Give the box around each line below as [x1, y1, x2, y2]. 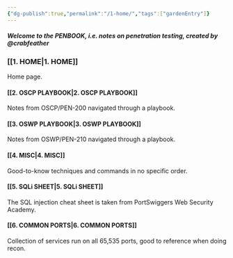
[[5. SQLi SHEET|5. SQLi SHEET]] [7, 182, 104, 191]
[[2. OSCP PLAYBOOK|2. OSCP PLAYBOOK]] [7, 88, 138, 97]
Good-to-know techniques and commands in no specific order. [7, 166, 188, 175]
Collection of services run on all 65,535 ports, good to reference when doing [7, 236, 227, 245]
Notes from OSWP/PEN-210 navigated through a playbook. [7, 135, 176, 143]
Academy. [7, 205, 36, 213]
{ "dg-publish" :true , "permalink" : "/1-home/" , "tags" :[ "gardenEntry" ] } [7, 10, 210, 17]
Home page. [7, 72, 43, 81]
